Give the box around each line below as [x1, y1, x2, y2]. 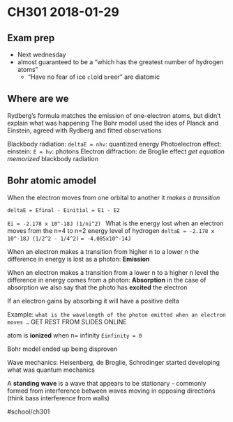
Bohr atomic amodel [7, 175, 96, 187]
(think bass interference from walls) [7, 393, 110, 402]
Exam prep [7, 32, 55, 44]
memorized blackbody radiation [7, 154, 99, 163]
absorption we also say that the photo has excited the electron [7, 283, 188, 292]
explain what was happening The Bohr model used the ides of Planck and [7, 119, 218, 127]
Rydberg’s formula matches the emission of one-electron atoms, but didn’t [7, 111, 221, 119]
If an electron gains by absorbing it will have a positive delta [7, 296, 180, 305]
